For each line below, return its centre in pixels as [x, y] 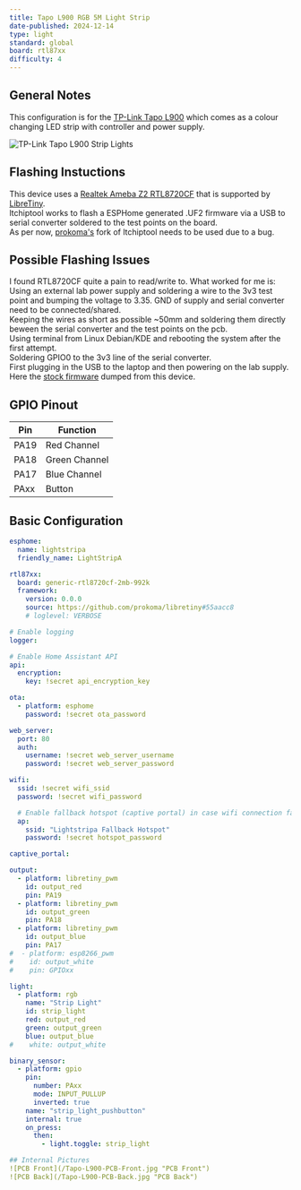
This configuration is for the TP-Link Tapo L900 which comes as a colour [144, 116]
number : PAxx [57, 1086]
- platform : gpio [50, 1069]
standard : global [42, 43]
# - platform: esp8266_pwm [62, 953]
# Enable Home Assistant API [64, 656]
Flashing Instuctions [67, 172]
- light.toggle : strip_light [96, 1144]
